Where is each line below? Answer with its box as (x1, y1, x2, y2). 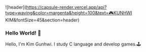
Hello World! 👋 (5, 29, 42, 36)
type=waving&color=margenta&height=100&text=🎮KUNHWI (5, 10, 132, 15)
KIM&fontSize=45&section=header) (5, 17, 80, 23)
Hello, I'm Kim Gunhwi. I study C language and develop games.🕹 (5, 41, 141, 47)
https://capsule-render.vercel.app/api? (26, 4, 107, 10)
